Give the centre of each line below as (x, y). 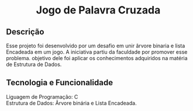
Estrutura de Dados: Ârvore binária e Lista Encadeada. (71, 103)
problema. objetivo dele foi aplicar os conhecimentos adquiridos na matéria (97, 58)
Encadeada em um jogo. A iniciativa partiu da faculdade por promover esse (97, 52)
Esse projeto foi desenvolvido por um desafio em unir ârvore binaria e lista (96, 46)
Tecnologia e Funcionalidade (59, 83)
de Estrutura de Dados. (34, 64)
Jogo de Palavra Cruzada (98, 10)
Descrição (25, 32)
